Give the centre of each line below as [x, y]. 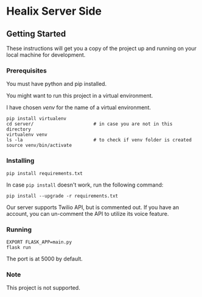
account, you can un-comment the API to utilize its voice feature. [88, 213]
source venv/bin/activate [39, 145]
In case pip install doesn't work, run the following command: [85, 185]
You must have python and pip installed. [57, 84]
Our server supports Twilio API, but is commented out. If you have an [93, 207]
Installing [20, 161]
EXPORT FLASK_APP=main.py [39, 242]
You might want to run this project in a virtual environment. [80, 96]
